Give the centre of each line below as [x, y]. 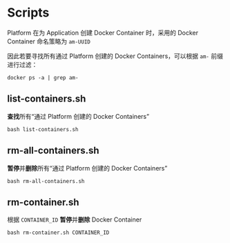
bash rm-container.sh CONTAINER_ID [58, 233]
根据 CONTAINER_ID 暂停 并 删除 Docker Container [75, 220]
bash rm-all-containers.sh [46, 181]
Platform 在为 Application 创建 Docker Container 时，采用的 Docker [103, 32]
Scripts [28, 13]
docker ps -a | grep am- [43, 77]
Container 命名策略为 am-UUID [49, 41]
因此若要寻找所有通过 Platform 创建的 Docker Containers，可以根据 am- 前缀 [115, 56]
